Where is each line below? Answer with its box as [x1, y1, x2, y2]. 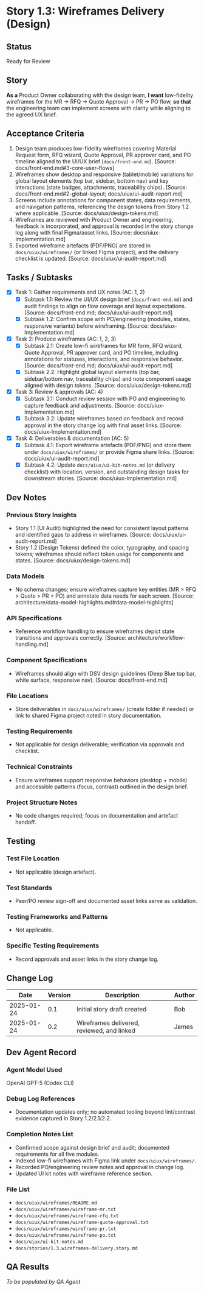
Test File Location [6, 854, 59, 863]
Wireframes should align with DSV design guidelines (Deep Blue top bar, [15, 670, 196, 677]
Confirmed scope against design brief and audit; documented [15, 1144, 170, 1151]
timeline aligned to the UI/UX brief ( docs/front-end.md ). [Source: [15, 157, 176, 165]
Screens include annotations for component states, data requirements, [15, 196, 192, 203]
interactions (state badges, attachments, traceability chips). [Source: [15, 183, 187, 191]
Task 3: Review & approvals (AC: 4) [15, 388, 103, 395]
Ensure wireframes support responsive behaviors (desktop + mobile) [15, 776, 188, 783]
